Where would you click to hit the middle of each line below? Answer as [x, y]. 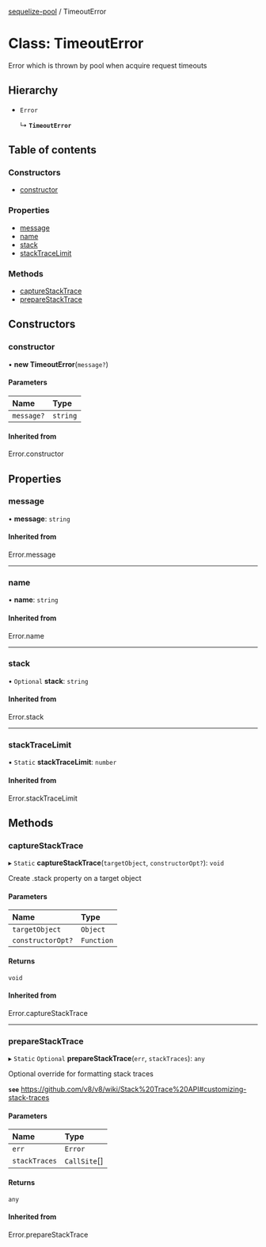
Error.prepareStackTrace [48, 1234]
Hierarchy [33, 91]
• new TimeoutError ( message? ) [59, 364]
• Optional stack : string [48, 681]
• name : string [33, 600]
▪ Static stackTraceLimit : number [63, 762]
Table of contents [52, 150]
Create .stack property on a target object [75, 878]
